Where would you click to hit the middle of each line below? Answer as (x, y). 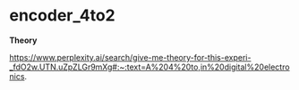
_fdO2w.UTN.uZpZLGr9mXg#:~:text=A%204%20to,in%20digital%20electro (149, 67)
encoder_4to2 (62, 16)
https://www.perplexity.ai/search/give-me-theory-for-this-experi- (130, 57)
